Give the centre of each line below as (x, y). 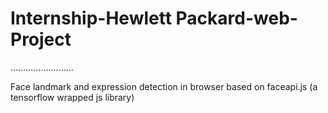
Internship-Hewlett (91, 18)
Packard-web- (236, 18)
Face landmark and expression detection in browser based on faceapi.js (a (164, 86)
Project (41, 39)
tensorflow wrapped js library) (72, 97)
